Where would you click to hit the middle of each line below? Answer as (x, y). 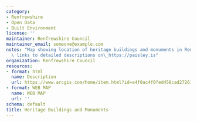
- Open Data (21, 22)
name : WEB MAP (28, 93)
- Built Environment (31, 28)
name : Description (34, 77)
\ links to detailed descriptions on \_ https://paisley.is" (85, 55)
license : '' (21, 33)
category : (18, 11)
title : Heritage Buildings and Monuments (57, 110)
